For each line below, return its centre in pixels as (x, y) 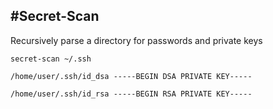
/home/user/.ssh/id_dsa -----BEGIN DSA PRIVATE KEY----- (131, 76)
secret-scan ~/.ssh (51, 59)
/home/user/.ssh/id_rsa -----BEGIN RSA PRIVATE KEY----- (131, 94)
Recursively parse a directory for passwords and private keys (136, 40)
